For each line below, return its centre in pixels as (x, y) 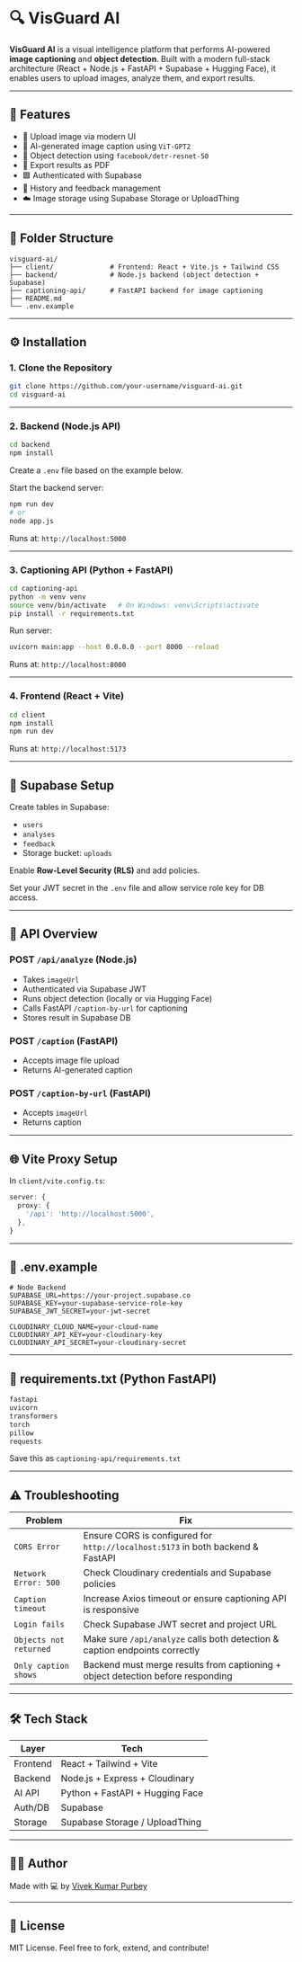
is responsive (111, 1610)
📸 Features (40, 115)
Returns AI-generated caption (77, 1070)
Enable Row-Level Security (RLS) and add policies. (105, 870)
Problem (44, 1521)
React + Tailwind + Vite (109, 1764)
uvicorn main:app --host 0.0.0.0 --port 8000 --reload (114, 647)
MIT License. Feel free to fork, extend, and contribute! (109, 1948)
